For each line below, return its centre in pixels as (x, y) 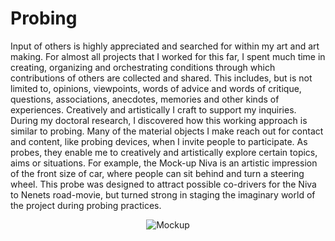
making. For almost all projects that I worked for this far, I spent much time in (168, 56)
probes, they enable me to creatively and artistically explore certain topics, (164, 152)
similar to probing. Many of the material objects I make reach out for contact (167, 131)
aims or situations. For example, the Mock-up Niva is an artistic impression (164, 163)
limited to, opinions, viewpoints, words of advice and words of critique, (156, 88)
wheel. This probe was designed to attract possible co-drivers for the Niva (163, 184)
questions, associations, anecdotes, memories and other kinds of (145, 99)
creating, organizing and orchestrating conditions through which (143, 67)
